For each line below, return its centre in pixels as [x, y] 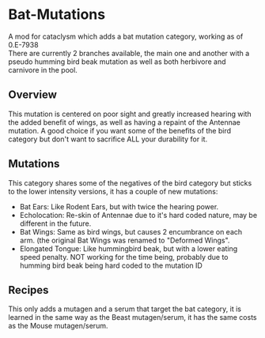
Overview [33, 95]
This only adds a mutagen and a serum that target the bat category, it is [125, 309]
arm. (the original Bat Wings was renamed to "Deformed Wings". [125, 240]
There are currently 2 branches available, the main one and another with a [129, 53]
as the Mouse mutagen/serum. [58, 326]
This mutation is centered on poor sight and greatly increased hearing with [130, 114]
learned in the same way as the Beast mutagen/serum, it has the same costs [132, 317]
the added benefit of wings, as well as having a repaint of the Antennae [125, 122]
